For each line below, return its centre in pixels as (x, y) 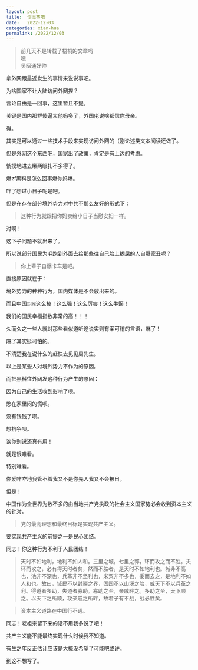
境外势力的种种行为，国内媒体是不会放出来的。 (63, 291)
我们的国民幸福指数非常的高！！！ (47, 316)
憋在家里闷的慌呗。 (29, 404)
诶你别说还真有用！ (29, 441)
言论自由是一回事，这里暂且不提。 (47, 103)
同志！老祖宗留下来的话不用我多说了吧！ (55, 623)
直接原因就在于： (27, 279)
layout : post (22, 11)
